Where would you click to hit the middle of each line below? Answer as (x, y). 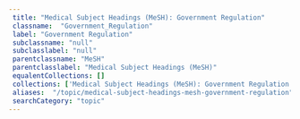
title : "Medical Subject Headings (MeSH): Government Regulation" (139, 17)
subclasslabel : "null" (55, 51)
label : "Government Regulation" (73, 34)
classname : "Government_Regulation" (82, 26)
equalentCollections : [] (58, 76)
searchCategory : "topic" (58, 101)
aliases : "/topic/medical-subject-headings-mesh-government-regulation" (153, 92)
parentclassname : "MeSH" (58, 59)
